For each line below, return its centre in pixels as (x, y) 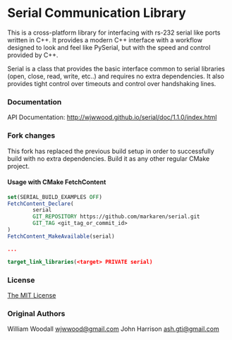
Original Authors (36, 313)
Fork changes (31, 135)
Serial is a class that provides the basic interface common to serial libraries (116, 68)
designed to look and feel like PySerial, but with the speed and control (109, 47)
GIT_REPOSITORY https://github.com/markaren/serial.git (116, 217)
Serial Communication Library (97, 13)
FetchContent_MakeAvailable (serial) (61, 236)
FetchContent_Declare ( (41, 204)
